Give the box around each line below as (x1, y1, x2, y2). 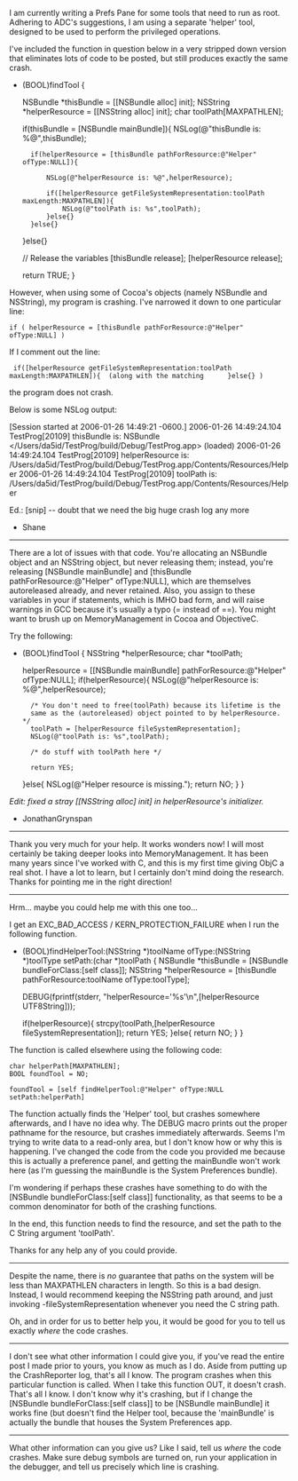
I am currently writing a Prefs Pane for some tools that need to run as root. (9, 8, 281, 18)
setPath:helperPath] (9, 1093, 86, 1102)
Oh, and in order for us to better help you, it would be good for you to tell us (9, 1316, 286, 1327)
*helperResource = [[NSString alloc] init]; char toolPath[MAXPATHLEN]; (21, 107, 284, 116)
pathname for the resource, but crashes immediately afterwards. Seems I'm (9, 1128, 286, 1137)
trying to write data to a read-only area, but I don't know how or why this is (9, 1136, 282, 1147)
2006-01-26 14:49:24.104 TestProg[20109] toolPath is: (19, 469, 217, 479)
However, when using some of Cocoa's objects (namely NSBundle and (9, 288, 268, 297)
